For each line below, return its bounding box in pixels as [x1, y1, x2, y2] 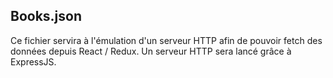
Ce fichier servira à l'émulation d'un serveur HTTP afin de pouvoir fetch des [10, 34, 323, 46]
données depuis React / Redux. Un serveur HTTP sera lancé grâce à [10, 45, 292, 57]
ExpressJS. [10, 55, 57, 68]
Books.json [10, 8, 83, 25]
